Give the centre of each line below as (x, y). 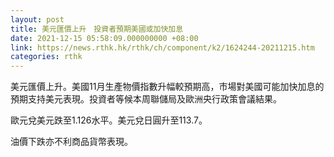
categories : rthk (46, 57)
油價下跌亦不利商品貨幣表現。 (71, 142)
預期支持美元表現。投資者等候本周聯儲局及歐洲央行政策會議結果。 (146, 99)
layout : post (37, 19)
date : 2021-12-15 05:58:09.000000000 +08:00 (104, 38)
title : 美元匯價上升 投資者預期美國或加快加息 (97, 29)
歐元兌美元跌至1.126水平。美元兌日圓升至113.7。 (109, 120)
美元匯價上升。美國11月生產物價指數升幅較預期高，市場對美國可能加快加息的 (167, 87)
